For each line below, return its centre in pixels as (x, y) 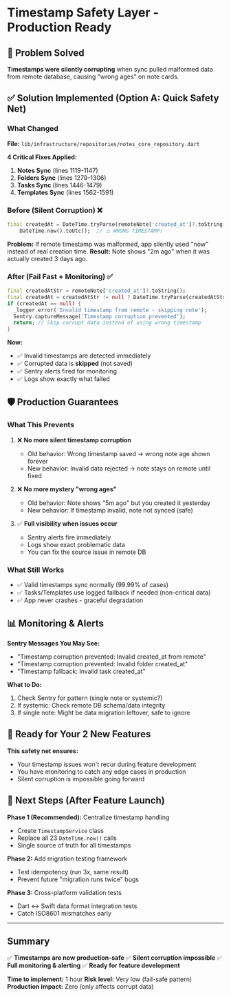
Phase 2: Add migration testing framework (67, 859)
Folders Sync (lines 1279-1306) (62, 178)
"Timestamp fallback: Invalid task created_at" (81, 671)
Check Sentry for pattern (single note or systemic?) (90, 698)
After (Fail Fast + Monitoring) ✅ (60, 276)
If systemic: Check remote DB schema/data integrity (91, 705)
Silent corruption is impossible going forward (81, 779)
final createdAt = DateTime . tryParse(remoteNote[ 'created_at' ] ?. (102, 224)
